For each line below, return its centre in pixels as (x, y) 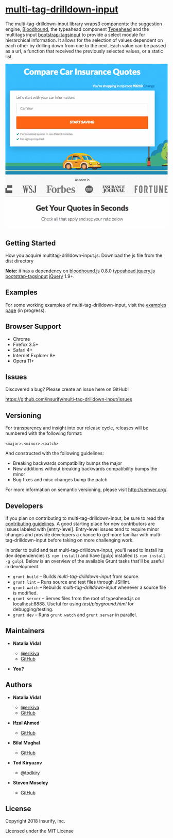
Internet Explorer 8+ (34, 355)
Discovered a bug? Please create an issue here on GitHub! (67, 389)
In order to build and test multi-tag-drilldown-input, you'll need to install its (84, 550)
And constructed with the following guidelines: (55, 453)
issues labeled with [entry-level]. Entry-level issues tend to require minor (82, 529)
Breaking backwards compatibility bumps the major (67, 463)
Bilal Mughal (26, 743)
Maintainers (25, 631)
